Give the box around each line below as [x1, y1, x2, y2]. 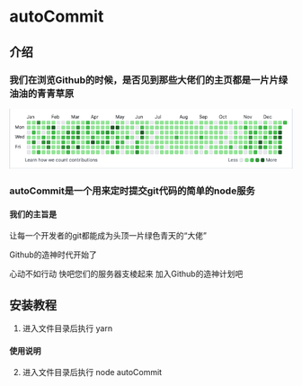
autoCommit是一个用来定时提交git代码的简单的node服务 [9, 184, 256, 197]
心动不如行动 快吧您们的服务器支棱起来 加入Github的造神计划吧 [9, 268, 244, 280]
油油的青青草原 [9, 87, 75, 100]
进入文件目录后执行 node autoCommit [22, 367, 163, 378]
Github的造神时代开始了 [9, 249, 97, 260]
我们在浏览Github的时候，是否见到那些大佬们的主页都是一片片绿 [9, 74, 289, 86]
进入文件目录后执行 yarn [22, 323, 113, 334]
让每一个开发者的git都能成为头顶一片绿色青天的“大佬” [9, 230, 207, 241]
